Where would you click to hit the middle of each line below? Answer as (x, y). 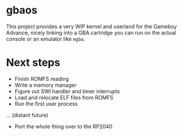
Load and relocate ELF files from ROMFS (64, 97)
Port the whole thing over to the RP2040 (64, 126)
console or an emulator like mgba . (46, 39)
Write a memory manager (45, 85)
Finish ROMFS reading (42, 79)
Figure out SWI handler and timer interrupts (67, 91)
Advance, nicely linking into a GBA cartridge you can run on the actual (91, 32)
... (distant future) (27, 115)
